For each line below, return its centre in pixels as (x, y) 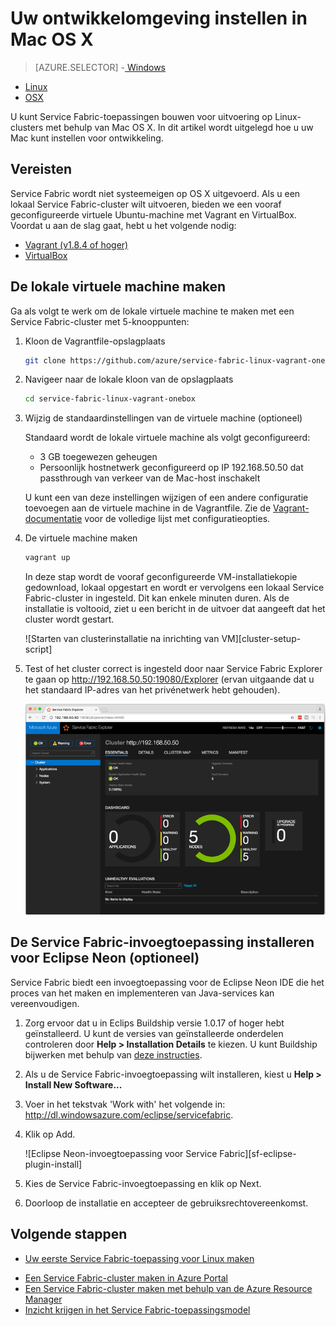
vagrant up (47, 558)
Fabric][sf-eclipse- (258, 1153)
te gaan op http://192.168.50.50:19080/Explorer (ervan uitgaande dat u (169, 679)
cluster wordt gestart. (69, 619)
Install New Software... (73, 1084)
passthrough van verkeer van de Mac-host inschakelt (150, 478)
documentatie (53, 519)
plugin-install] (53, 1164)
